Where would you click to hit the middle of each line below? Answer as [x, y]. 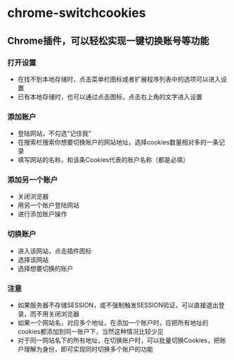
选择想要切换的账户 [45, 268]
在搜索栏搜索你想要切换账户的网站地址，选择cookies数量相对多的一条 [118, 142]
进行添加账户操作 [42, 214]
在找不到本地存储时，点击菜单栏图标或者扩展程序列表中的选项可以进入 [119, 79]
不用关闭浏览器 [58, 314]
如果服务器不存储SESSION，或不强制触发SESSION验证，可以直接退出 [118, 305]
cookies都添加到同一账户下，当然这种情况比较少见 [90, 332]
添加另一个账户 [33, 180]
